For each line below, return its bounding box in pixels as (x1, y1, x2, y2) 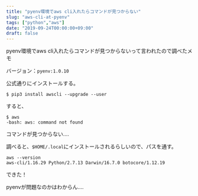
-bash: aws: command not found (6, 119, 83, 125)
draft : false (6, 31, 38, 36)
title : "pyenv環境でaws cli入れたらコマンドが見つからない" (6, 8, 141, 15)
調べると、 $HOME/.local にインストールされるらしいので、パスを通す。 (6, 143, 177, 150)
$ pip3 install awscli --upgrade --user (6, 92, 108, 98)
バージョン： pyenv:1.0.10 (6, 67, 69, 74)
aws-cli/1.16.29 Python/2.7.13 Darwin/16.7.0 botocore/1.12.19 (6, 160, 165, 166)
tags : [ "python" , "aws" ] (6, 19, 65, 25)
